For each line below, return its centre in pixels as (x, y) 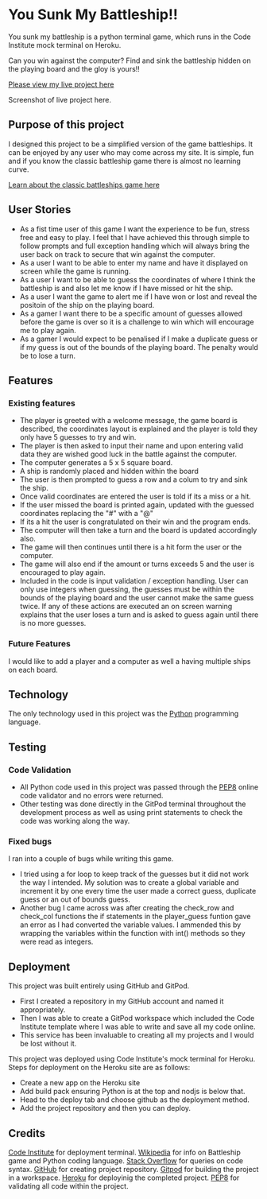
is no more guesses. (53, 623)
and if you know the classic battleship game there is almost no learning (124, 161)
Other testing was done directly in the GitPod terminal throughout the (133, 804)
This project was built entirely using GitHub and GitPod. (99, 986)
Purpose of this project (66, 125)
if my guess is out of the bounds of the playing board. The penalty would (139, 347)
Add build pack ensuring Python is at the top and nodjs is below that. (132, 1092)
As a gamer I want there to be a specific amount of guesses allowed (131, 313)
